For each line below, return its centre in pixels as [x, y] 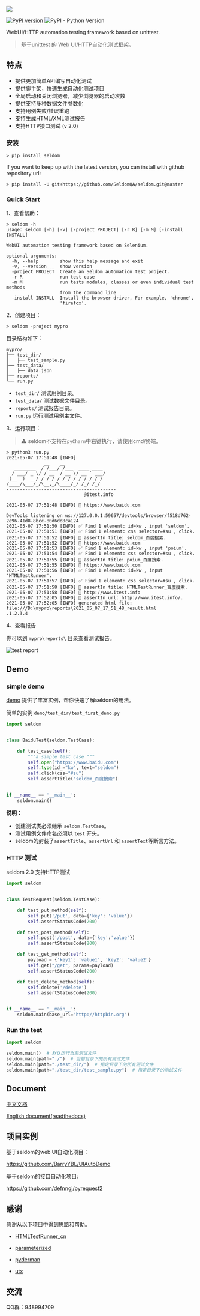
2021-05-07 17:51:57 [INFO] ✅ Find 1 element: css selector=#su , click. [101, 581]
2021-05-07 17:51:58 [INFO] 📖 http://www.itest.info [73, 593]
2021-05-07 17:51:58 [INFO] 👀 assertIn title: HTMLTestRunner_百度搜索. [97, 587]
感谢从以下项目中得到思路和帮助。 [48, 1224]
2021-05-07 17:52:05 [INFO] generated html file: [69, 603]
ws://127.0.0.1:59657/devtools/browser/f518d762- [128, 516]
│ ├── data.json [29, 371]
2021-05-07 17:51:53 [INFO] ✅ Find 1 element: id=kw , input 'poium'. [97, 548]
